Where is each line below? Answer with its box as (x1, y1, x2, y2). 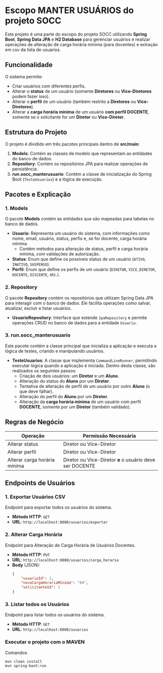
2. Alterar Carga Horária (5, 531, 63, 538)
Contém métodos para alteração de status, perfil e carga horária (19, 246, 148, 252)
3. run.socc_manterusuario (5, 332, 71, 338)
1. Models (5, 204, 28, 211)
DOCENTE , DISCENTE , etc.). (12, 272, 60, 278)
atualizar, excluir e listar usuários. (5, 305, 72, 311)
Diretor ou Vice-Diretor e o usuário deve (63, 456, 155, 463)
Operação (21, 432, 45, 439)
